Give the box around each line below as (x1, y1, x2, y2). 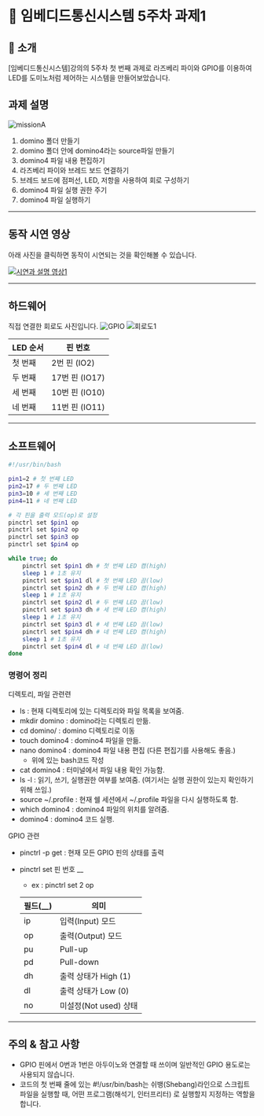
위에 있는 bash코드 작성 (31, 755, 104, 764)
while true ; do (8, 555, 58, 563)
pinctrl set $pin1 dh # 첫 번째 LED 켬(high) (22, 562, 167, 570)
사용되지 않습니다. (19, 1070, 75, 1079)
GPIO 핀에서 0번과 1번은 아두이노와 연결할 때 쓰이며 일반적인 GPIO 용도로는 (19, 1060, 251, 1070)
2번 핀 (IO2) (51, 357, 95, 368)
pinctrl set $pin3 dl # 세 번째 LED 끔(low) (22, 620, 163, 628)
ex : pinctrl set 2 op (31, 880, 94, 889)
